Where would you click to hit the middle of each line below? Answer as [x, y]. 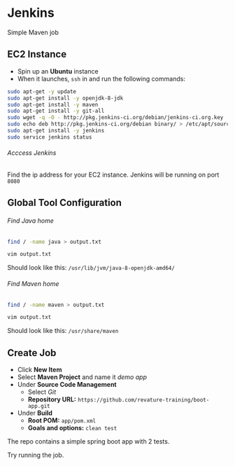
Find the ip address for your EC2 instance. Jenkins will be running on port [113, 174]
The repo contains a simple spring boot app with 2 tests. [88, 441]
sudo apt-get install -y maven [53, 104]
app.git [39, 406]
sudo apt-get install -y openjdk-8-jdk [65, 98]
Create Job [32, 353]
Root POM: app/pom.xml [62, 420]
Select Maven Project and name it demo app [82, 377]
